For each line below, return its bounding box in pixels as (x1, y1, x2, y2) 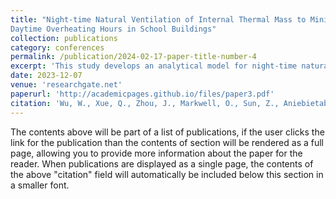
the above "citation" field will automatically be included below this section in (10, 168, 324, 180)
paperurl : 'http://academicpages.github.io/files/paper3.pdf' (10, 89, 275, 99)
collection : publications (10, 33, 118, 43)
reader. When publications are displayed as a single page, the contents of (10, 157, 314, 170)
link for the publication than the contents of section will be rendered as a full (10, 136, 324, 148)
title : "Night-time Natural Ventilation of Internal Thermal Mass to (10, 14, 307, 25)
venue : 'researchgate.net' (10, 80, 123, 90)
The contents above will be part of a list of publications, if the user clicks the (10, 126, 325, 138)
